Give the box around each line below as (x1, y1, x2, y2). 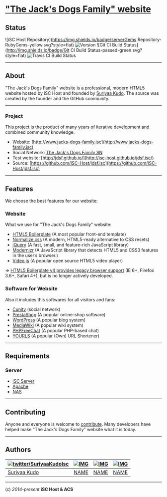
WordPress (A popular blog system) (12, 317, 86, 323)
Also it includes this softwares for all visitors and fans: (5, 296, 116, 302)
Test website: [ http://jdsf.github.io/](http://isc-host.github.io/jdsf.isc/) (12, 155, 154, 161)
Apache (12, 383, 29, 390)
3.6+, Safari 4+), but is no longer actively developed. (5, 273, 113, 279)
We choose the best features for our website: (5, 198, 98, 204)
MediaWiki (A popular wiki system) (12, 322, 83, 328)
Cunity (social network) (12, 306, 61, 312)
